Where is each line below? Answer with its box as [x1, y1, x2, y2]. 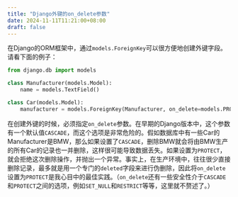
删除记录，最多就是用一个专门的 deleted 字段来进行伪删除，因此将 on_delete [7, 164, 226, 172]
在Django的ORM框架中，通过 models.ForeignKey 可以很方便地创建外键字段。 [7, 44, 227, 52]
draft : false [7, 23, 46, 30]
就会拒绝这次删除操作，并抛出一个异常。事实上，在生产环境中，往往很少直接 [7, 154, 231, 163]
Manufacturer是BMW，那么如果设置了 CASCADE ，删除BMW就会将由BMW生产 [7, 137, 229, 145]
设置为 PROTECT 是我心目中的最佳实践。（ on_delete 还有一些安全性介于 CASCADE [7, 172, 227, 181]
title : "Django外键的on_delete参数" [7, 10, 110, 18]
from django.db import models [7, 67, 97, 74]
